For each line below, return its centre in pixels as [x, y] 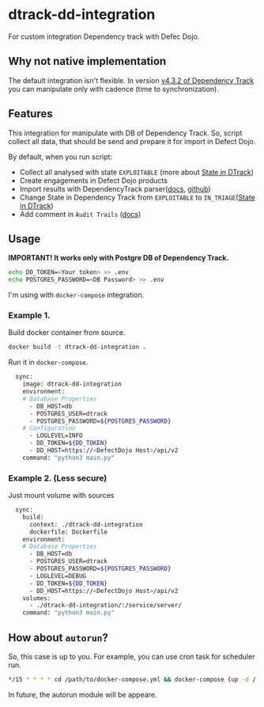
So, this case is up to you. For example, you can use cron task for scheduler [132, 657]
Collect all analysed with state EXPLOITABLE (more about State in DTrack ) [137, 172]
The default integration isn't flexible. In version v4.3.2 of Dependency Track [131, 80]
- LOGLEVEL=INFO [56, 436]
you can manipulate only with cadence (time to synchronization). [114, 89]
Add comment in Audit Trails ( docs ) [80, 214]
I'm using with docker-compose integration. [76, 295]
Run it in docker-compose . [48, 363]
